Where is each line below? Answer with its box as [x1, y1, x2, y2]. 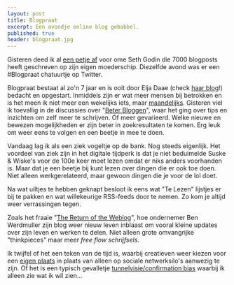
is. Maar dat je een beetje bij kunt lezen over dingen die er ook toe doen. [7, 164, 216, 173]
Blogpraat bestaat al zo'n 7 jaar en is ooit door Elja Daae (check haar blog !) [7, 84, 223, 92]
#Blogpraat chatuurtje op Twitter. [7, 71, 103, 79]
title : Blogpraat [7, 17, 58, 24]
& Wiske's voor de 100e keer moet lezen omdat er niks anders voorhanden [7, 156, 222, 165]
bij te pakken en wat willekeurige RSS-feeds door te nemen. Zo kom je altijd [7, 193, 226, 201]
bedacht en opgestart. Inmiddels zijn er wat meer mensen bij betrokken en [7, 92, 222, 100]
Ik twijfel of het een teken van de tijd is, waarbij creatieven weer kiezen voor [7, 249, 226, 258]
